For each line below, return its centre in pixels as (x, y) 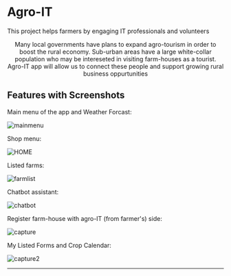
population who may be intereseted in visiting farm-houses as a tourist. (115, 59)
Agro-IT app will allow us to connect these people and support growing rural (115, 66)
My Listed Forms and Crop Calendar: (59, 245)
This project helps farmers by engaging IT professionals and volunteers (108, 31)
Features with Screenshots (66, 95)
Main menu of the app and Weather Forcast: (69, 112)
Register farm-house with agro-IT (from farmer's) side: (85, 218)
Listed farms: (26, 165)
